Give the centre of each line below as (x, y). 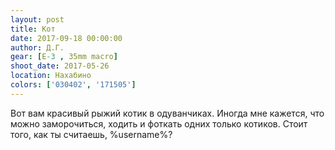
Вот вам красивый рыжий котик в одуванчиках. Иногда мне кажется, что (167, 113)
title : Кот (33, 29)
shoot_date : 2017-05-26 (60, 66)
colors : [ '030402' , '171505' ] (73, 85)
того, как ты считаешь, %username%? (91, 134)
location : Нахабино (51, 76)
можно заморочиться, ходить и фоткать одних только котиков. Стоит (159, 123)
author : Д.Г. (37, 47)
